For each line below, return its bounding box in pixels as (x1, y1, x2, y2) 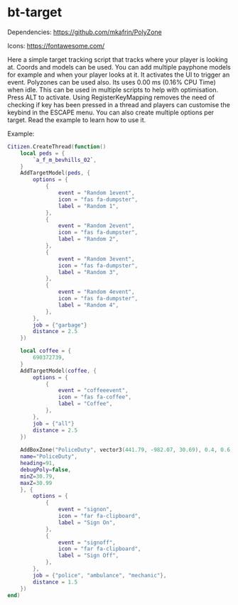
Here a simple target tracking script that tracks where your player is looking (7, 55, 229, 64)
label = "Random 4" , (58, 301, 119, 309)
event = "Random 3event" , (58, 255, 135, 263)
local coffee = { (20, 347, 72, 355)
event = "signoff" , (58, 539, 116, 546)
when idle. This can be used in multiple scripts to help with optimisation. (7, 85, 219, 94)
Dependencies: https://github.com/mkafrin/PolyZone (7, 28, 162, 36)
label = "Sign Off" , (58, 552, 119, 560)
